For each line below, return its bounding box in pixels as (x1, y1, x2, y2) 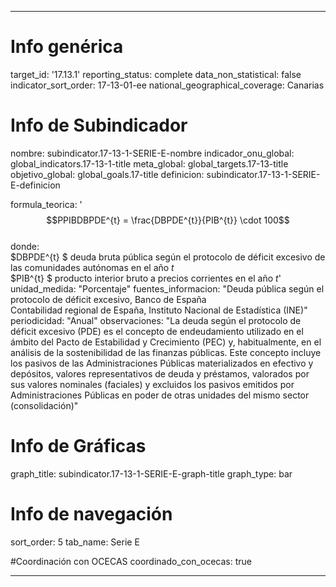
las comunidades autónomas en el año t (10, 261, 175, 273)
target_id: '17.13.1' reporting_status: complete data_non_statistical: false (10, 68, 302, 80)
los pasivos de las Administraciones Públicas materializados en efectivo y (10, 357, 314, 369)
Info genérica (10, 36, 124, 58)
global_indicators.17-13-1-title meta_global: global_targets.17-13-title (10, 157, 289, 170)
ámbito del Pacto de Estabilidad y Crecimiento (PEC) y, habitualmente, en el (10, 336, 322, 348)
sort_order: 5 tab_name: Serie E (10, 536, 140, 548)
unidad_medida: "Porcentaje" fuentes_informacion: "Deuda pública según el (10, 282, 325, 295)
